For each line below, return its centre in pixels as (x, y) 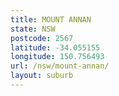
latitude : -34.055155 (55, 47)
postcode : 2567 (42, 38)
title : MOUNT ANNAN (51, 19)
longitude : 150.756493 (57, 57)
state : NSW (33, 29)
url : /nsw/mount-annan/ (60, 66)
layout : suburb (42, 76)
